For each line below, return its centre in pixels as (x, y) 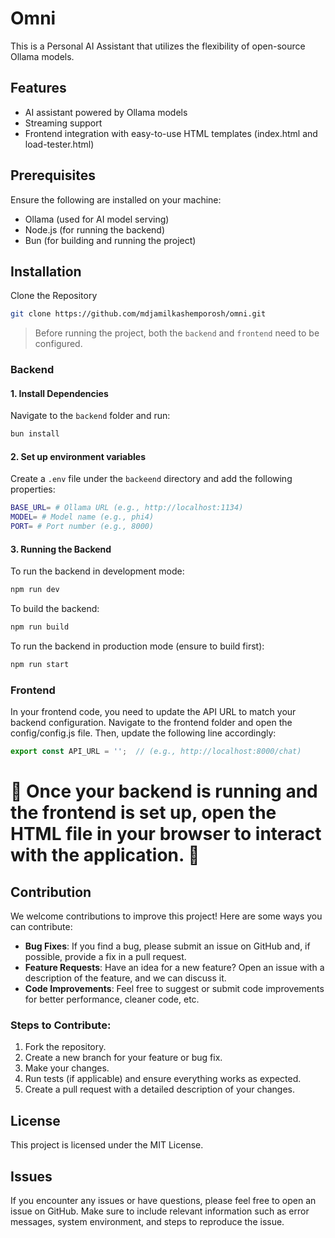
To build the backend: (55, 609)
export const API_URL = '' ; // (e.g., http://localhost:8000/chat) (156, 752)
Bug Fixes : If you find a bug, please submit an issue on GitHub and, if (167, 946)
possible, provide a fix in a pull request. (105, 957)
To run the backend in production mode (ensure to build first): (137, 646)
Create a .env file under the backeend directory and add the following (151, 479)
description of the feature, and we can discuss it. (125, 978)
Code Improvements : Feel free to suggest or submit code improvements (174, 989)
